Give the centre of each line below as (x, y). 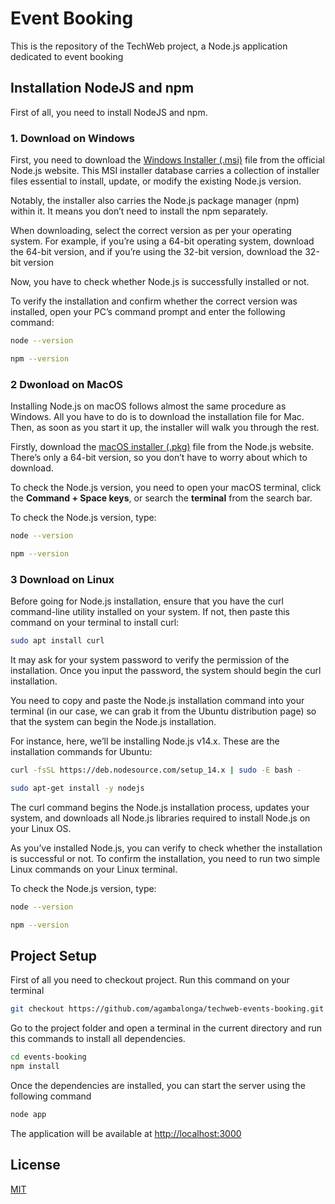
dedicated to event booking (67, 56)
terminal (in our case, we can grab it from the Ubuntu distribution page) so (163, 711)
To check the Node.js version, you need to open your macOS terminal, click (166, 488)
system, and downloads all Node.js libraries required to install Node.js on (160, 818)
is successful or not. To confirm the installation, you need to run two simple (165, 858)
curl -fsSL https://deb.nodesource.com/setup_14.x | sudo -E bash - (156, 770)
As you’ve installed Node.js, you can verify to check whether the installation (166, 848)
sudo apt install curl (57, 641)
